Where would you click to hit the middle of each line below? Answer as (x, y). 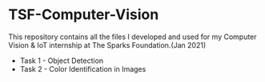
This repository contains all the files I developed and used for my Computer (133, 37)
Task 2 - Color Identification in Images (83, 68)
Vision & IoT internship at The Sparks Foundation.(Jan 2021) (107, 45)
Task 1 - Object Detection (62, 61)
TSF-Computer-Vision (84, 15)
